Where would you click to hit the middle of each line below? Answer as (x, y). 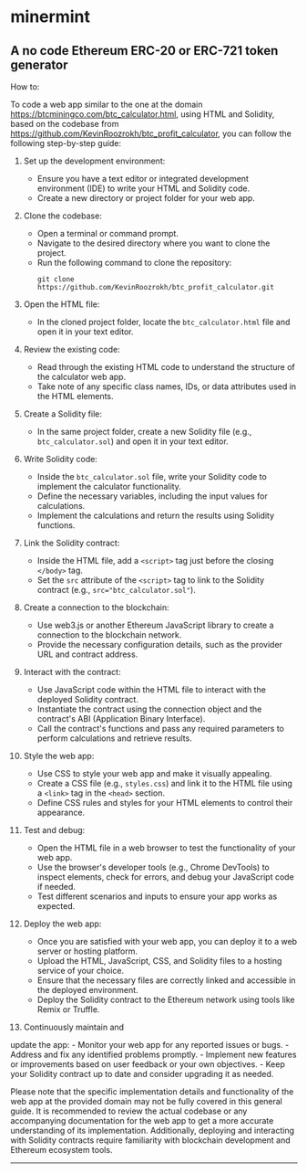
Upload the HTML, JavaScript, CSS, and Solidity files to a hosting (159, 961)
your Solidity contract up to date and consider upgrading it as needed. (142, 1074)
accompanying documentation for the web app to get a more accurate (142, 1120)
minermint (50, 17)
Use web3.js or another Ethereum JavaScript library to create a (155, 625)
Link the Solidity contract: (72, 543)
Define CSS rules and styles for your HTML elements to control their (165, 803)
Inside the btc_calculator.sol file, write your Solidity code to (152, 476)
